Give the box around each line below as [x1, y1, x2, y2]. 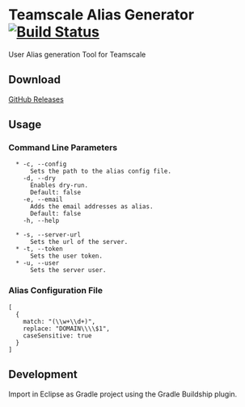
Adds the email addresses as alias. [29, 203, 154, 211]
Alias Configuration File [8, 285, 103, 296]
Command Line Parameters [8, 142, 118, 153]
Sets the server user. [29, 266, 107, 275]
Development [8, 367, 78, 381]
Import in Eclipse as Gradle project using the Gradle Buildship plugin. [8, 389, 238, 399]
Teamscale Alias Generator [8, 6, 195, 24]
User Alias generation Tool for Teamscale [8, 49, 146, 59]
